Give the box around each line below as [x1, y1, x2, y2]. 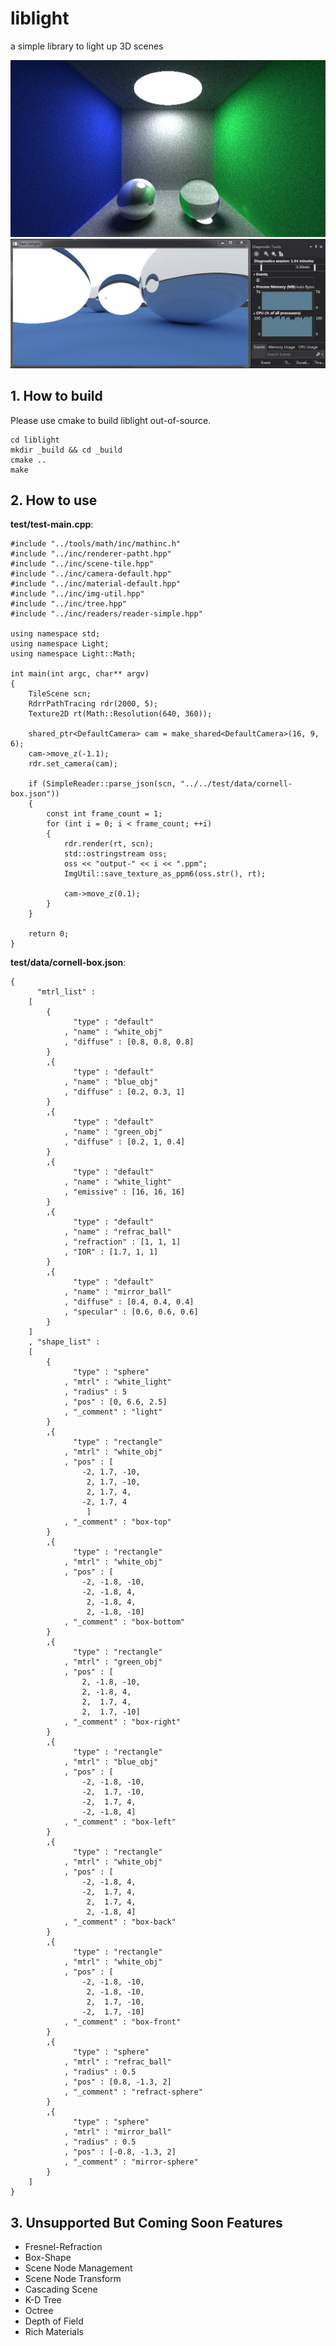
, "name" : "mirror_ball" [63, 1287, 172, 1297]
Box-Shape [24, 2252, 72, 2264]
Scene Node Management [24, 2262, 133, 2274]
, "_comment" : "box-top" [63, 1517, 172, 1527]
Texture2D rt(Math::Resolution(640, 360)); [28, 709, 213, 719]
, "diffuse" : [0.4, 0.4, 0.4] [63, 1297, 195, 1307]
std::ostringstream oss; [63, 849, 168, 859]
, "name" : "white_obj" [63, 1027, 163, 1037]
